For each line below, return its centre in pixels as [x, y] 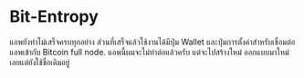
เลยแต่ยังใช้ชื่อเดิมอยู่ [40, 62]
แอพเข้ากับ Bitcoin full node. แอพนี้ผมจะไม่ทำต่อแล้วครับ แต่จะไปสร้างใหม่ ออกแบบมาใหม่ [149, 52]
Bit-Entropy [54, 17]
